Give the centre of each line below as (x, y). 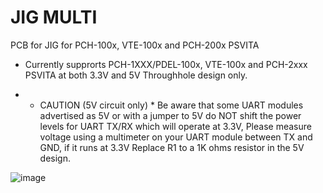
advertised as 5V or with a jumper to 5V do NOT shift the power (170, 115)
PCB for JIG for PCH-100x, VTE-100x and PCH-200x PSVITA (135, 45)
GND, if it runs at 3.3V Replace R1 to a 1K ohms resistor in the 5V (172, 147)
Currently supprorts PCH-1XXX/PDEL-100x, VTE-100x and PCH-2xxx (166, 64)
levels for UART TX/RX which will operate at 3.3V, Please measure (175, 126)
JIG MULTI (54, 17)
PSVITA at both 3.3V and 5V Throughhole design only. (136, 75)
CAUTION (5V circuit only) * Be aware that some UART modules (171, 105)
